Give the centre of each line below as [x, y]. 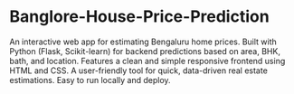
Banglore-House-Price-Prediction [139, 17]
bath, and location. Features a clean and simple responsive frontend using [147, 61]
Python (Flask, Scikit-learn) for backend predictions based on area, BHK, [145, 51]
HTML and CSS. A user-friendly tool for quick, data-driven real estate [139, 70]
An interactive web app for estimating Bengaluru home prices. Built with [143, 42]
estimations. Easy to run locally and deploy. [90, 80]
